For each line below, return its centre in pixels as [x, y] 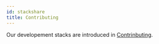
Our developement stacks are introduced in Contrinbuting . [80, 34]
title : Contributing [33, 17]
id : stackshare [26, 12]
